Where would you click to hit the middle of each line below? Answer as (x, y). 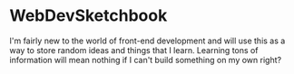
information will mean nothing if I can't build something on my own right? (146, 60)
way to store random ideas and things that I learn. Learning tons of (134, 50)
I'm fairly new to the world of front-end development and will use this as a (147, 41)
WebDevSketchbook (88, 16)
